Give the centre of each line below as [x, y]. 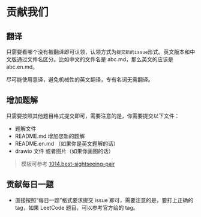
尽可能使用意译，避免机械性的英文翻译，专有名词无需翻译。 [80, 79]
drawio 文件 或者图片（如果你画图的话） [64, 151]
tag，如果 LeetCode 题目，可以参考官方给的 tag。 [76, 207]
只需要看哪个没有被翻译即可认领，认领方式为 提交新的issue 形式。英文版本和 [98, 52]
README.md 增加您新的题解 [50, 136]
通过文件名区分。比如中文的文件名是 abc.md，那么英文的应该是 [95, 59]
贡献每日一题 [30, 184]
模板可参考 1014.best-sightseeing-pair [68, 164]
